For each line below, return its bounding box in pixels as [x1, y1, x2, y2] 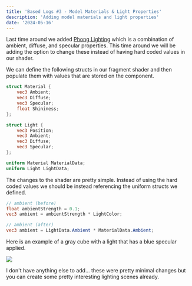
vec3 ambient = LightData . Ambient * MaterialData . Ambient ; [6, 227, 154, 233]
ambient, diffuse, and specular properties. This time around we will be [6, 42, 176, 49]
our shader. [6, 54, 34, 62]
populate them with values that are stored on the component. [6, 72, 154, 80]
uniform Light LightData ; [6, 165, 69, 171]
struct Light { [6, 122, 44, 128]
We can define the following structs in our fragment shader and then [6, 66, 173, 73]
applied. [6, 245, 26, 251]
